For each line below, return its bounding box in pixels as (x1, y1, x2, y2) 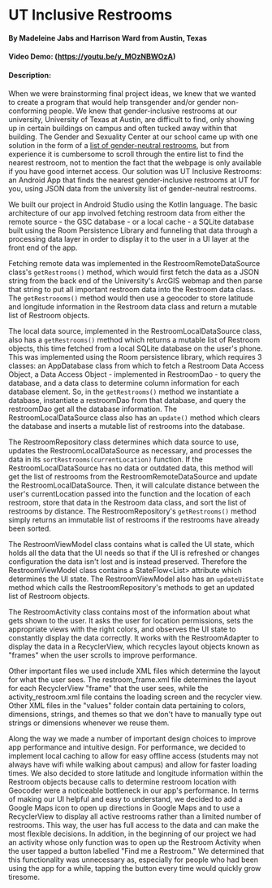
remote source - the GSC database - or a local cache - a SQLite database (8, 217, 254, 226)
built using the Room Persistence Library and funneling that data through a (8, 225, 258, 235)
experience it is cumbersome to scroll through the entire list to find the (8, 149, 244, 159)
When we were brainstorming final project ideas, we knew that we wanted (8, 88, 257, 98)
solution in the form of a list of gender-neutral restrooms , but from (8, 140, 230, 150)
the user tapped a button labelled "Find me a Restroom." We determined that (8, 846, 265, 855)
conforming (8, 106, 47, 116)
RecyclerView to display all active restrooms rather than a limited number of (8, 811, 261, 821)
